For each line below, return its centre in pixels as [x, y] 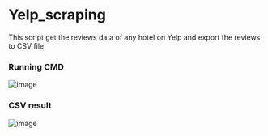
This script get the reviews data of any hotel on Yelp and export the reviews [134, 37]
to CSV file [26, 45]
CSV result [30, 105]
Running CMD [36, 66]
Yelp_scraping [57, 15]
